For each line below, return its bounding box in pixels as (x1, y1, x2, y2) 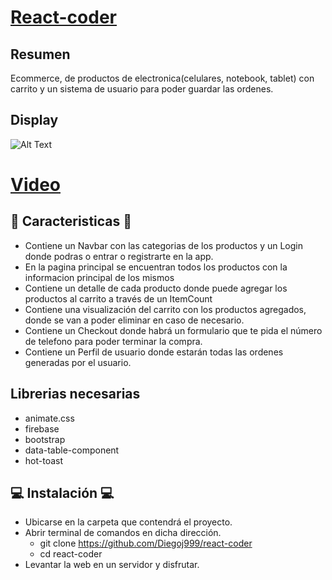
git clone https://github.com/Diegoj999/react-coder (39, 537, 253, 550)
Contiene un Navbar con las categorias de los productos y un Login (24, 239, 304, 251)
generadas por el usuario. (24, 356, 132, 368)
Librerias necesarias (10, 386, 141, 403)
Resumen (10, 46, 71, 63)
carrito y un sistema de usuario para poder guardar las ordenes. (10, 83, 274, 95)
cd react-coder (39, 548, 103, 560)
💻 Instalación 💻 (10, 485, 115, 502)
